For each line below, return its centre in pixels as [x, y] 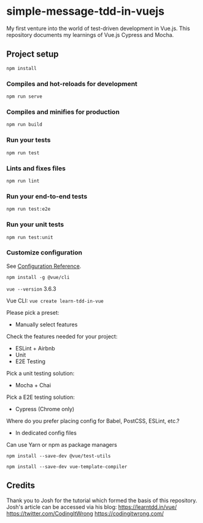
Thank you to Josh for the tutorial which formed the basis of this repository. [102, 500]
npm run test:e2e [29, 209]
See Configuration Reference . [44, 266]
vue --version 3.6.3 [31, 289]
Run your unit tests [35, 224]
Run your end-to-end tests [47, 196]
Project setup [33, 54]
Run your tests [29, 140]
